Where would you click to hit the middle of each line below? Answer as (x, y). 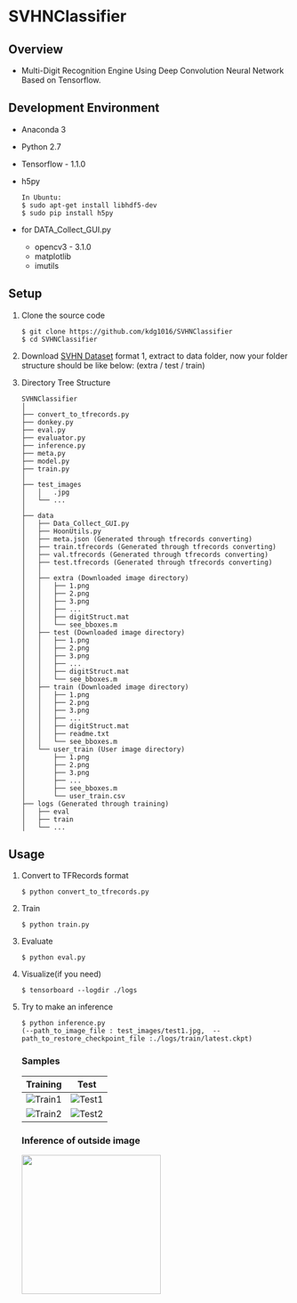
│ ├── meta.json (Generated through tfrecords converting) (137, 539)
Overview (36, 49)
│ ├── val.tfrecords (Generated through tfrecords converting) (144, 554)
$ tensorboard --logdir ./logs (79, 991)
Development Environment (84, 108)
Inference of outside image (80, 1140)
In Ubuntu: (41, 198)
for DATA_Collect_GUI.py (66, 230)
